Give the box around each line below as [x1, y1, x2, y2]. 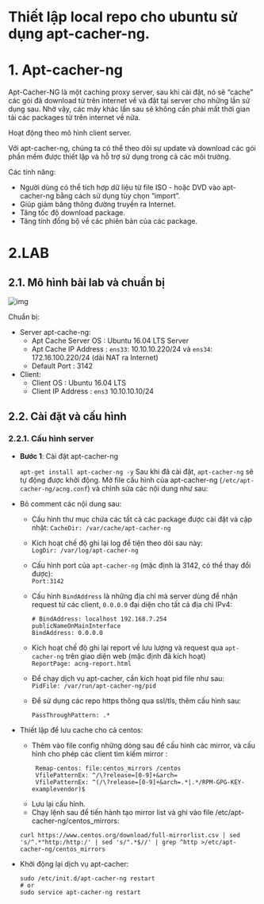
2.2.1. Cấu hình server [8, 433, 94, 444]
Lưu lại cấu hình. [31, 798, 86, 809]
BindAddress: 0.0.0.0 [31, 629, 103, 637]
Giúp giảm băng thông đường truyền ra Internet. [19, 199, 177, 210]
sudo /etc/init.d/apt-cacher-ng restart [19, 874, 155, 883]
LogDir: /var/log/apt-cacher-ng [31, 546, 139, 555]
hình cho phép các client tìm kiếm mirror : [31, 748, 168, 758]
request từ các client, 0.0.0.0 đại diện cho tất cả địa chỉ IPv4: [31, 599, 232, 609]
